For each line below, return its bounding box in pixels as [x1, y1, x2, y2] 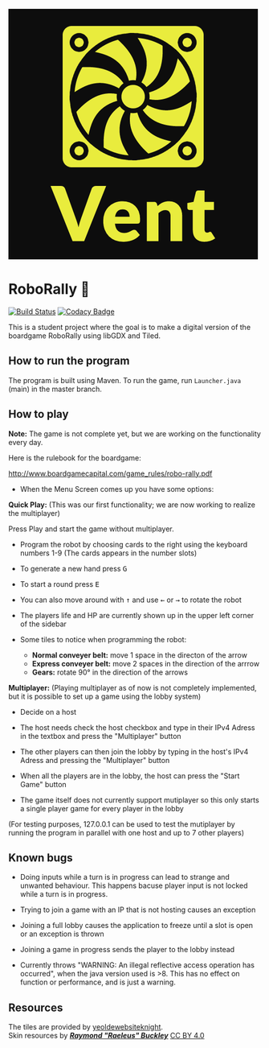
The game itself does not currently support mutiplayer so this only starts [19, 794, 259, 805]
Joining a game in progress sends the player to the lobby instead [19, 945, 235, 955]
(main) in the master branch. [8, 384, 103, 394]
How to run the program [8, 354, 130, 368]
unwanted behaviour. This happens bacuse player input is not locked [19, 881, 248, 890]
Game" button [19, 779, 67, 789]
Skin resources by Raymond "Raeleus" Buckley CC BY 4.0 [8, 1031, 205, 1041]
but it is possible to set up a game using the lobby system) [8, 691, 202, 701]
